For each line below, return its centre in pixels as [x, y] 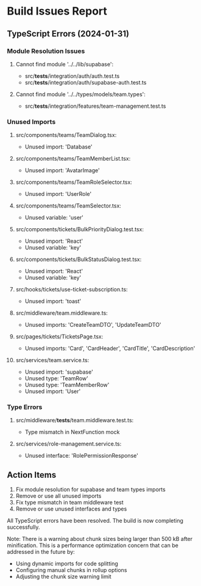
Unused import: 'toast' [53, 301]
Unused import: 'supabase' [59, 372]
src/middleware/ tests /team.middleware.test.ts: [75, 420]
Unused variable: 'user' [54, 218]
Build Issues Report [57, 11]
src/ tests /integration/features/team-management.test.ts [95, 106]
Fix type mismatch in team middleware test [69, 503]
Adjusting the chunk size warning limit [63, 577]
